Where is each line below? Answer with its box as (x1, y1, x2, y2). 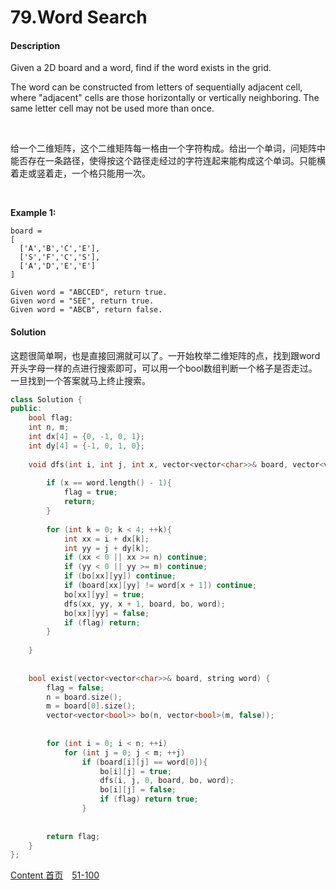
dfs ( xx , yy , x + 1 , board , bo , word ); (63, 599, 226, 609)
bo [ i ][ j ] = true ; (99, 766, 172, 776)
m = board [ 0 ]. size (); (46, 701, 137, 711)
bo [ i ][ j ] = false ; (99, 785, 177, 795)
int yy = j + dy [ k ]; (63, 543, 150, 553)
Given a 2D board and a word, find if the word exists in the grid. (10, 62, 272, 74)
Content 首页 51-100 (10, 869, 100, 881)
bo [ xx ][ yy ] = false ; (63, 608, 150, 618)
